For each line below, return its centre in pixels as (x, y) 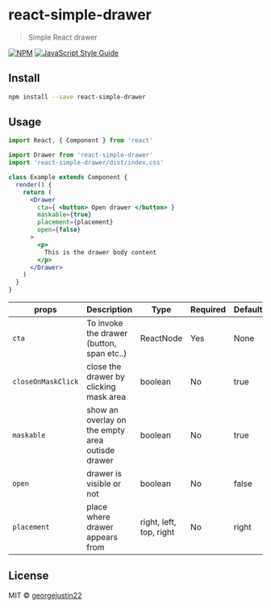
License (29, 576)
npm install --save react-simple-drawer (77, 97)
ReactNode (161, 338)
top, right (157, 532)
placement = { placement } (75, 222)
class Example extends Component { (68, 178)
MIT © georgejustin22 (45, 595)
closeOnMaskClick (46, 382)
